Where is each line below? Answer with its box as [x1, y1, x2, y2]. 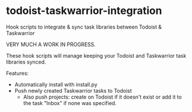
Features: [6, 69, 29, 76]
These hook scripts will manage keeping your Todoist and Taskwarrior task [6, 52, 187, 59]
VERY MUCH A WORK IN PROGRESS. [6, 41, 96, 48]
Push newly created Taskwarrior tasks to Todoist [14, 87, 132, 94]
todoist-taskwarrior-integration [6, 4, 162, 17]
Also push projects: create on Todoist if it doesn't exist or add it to [23, 93, 182, 100]
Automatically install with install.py [14, 80, 97, 88]
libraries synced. [6, 58, 47, 65]
